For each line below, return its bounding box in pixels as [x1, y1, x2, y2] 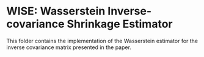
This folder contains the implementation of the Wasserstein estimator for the [6, 37, 199, 44]
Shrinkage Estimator [67, 17, 173, 31]
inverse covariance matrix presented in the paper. [6, 44, 131, 51]
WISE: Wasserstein [6, 4, 106, 18]
